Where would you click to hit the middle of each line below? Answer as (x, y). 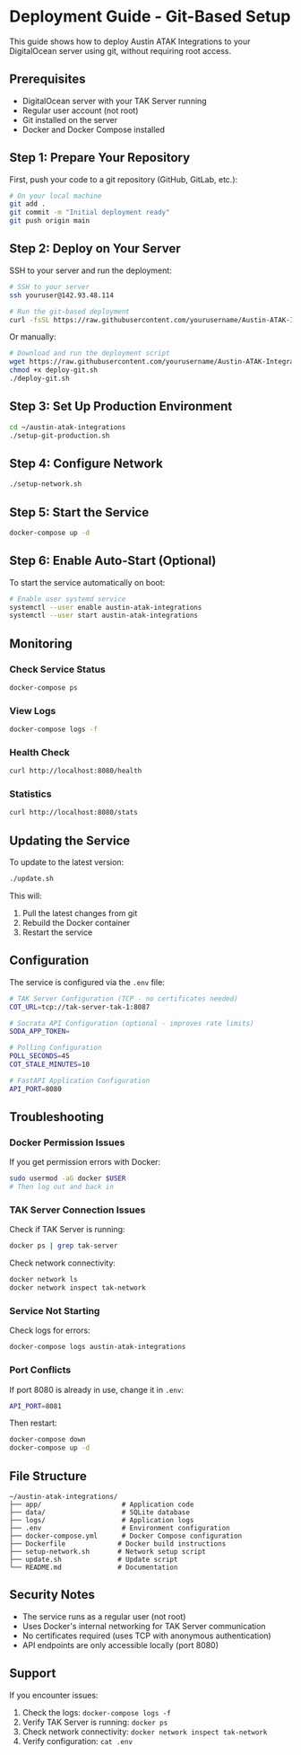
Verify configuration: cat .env (77, 1741)
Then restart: (33, 1423)
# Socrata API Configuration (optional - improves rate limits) (132, 1023)
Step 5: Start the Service (79, 512)
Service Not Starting (55, 1310)
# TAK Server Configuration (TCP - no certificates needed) (124, 999)
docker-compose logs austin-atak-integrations (98, 1347)
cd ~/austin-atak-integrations (68, 427)
